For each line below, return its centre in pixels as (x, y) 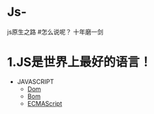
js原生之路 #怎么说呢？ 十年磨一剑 (55, 32)
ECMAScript (45, 103)
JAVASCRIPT (35, 81)
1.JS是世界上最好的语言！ (80, 62)
